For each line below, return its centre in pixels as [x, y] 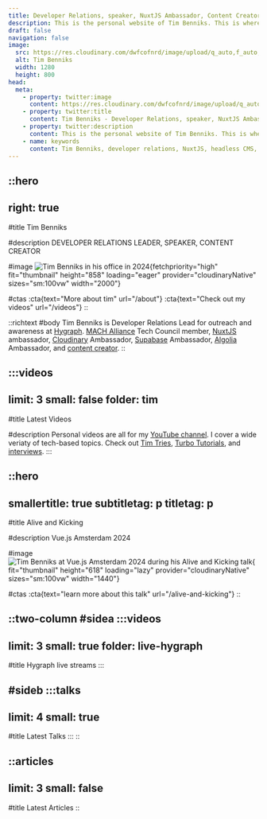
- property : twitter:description [78, 126]
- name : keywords [51, 141]
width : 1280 [35, 68]
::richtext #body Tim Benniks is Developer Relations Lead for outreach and [130, 322]
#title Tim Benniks [38, 227]
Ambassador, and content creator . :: [67, 347]
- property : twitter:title [67, 112]
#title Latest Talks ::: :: [44, 736]
